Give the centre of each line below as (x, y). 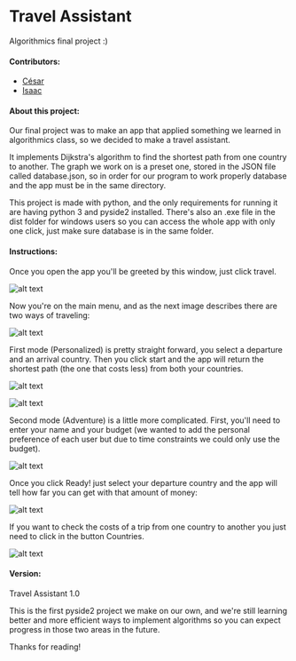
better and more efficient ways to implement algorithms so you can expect (145, 620)
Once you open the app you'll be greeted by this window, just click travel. (143, 271)
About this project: (44, 111)
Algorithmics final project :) (58, 41)
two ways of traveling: (50, 315)
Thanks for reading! (45, 647)
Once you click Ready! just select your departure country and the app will (143, 482)
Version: (25, 574)
